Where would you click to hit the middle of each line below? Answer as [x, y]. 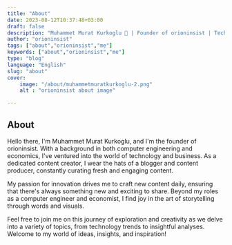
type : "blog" [26, 59]
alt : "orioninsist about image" [68, 90]
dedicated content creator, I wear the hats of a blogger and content [103, 163]
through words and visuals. [46, 206]
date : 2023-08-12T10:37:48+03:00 [55, 20]
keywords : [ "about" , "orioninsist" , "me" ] [66, 52]
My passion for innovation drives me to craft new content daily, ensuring [110, 184]
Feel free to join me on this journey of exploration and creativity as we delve [115, 219]
